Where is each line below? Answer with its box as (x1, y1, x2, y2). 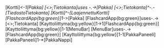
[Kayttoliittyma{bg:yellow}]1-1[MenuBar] (5, 26, 90, 32)
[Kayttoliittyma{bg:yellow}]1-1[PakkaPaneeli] (62, 32, 156, 37)
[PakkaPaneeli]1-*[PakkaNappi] (5, 37, 73, 43)
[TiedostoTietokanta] (5, 10, 50, 16)
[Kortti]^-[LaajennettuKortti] (50, 10, 110, 16)
